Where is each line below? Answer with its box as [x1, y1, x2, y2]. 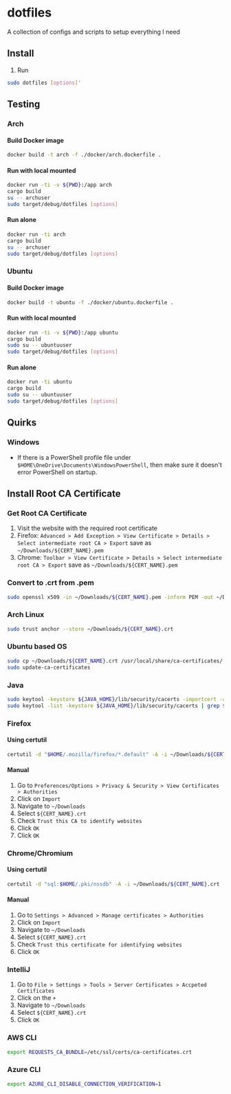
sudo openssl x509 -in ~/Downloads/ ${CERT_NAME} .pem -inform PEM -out [7, 594, 214, 600]
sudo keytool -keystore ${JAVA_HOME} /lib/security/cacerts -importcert [7, 696, 217, 702]
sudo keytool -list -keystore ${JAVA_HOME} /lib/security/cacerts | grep [7, 702, 220, 709]
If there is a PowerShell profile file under [16, 453, 131, 461]
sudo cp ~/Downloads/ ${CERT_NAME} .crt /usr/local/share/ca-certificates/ [7, 657, 223, 665]
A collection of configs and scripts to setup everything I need [7, 28, 181, 36]
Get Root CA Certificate [7, 508, 87, 518]
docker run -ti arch [7, 231, 67, 238]
